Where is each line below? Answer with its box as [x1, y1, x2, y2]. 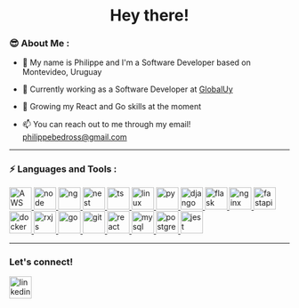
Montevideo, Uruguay [21, 67, 102, 77]
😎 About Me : [9, 37, 69, 50]
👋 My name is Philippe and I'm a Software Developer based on [21, 57, 251, 68]
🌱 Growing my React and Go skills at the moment [21, 101, 202, 112]
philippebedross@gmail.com [21, 132, 127, 142]
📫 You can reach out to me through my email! [21, 119, 191, 130]
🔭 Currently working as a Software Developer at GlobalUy [21, 84, 233, 94]
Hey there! [109, 5, 190, 26]
